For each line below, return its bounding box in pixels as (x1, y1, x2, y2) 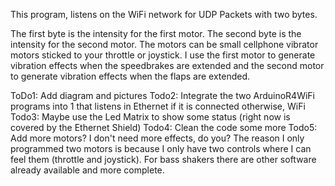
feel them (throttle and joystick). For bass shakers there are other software (10, 154, 317, 165)
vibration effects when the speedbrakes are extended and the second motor (10, 60, 325, 71)
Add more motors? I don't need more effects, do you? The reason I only (10, 132, 305, 144)
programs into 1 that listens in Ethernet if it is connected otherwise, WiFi (10, 100, 306, 112)
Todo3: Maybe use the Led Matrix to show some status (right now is (10, 111, 291, 123)
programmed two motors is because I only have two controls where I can (10, 143, 312, 154)
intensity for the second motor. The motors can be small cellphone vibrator (10, 39, 319, 50)
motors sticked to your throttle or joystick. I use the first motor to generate (10, 49, 316, 61)
